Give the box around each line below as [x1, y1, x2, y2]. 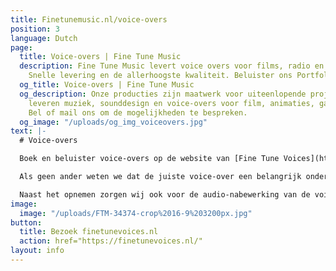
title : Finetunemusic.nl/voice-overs [10, 14, 168, 25]
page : [10, 42, 33, 53]
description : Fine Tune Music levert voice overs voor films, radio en [19, 61, 325, 71]
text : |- [10, 126, 47, 136]
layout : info [10, 246, 65, 256]
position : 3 [10, 24, 60, 34]
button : [10, 217, 43, 228]
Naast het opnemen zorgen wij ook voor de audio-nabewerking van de [19, 189, 311, 200]
